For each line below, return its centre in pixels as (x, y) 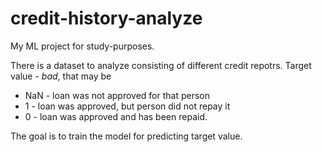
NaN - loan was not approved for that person (117, 95)
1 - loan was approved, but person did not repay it (127, 106)
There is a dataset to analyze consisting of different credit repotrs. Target (161, 65)
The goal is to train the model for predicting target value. (126, 136)
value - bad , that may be (61, 76)
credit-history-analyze (106, 18)
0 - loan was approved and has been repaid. (116, 116)
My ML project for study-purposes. (82, 46)
